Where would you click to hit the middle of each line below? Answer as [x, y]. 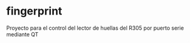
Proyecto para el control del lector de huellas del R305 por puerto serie [95, 28]
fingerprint [34, 11]
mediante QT [22, 34]
